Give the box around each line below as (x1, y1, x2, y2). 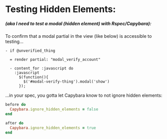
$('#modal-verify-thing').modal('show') (23, 79, 110, 84)
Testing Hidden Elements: (5, 4, 116, 15)
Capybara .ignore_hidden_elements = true (10, 125, 96, 130)
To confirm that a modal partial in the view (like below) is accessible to (5, 33, 152, 39)
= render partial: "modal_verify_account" (10, 57, 101, 62)
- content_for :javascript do (10, 66, 73, 71)
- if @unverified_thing (5, 48, 56, 53)
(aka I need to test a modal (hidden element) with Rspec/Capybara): (5, 20, 152, 26)
